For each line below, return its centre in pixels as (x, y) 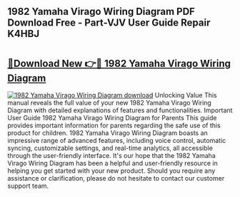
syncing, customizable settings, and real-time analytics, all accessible (110, 148)
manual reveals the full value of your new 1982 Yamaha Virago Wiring (110, 103)
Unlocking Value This (186, 95)
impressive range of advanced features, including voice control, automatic (117, 140)
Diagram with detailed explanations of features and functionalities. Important (120, 110)
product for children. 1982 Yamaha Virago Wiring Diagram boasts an (108, 133)
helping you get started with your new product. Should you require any (111, 171)
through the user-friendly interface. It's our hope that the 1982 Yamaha (111, 155)
